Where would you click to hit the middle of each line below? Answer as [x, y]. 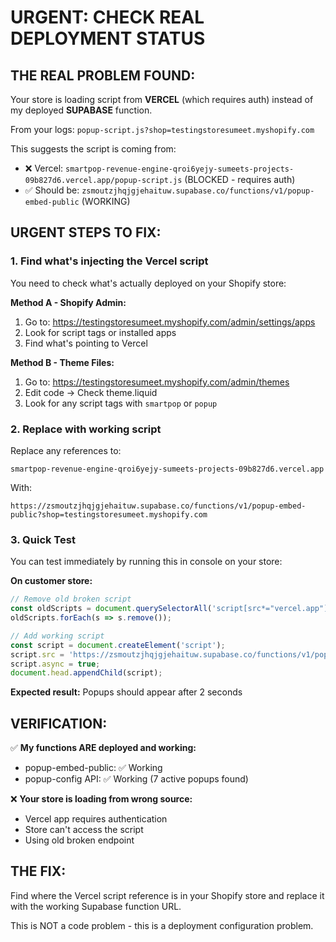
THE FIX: [38, 871]
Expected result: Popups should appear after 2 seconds [126, 692]
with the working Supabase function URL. [96, 906]
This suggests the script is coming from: [93, 149]
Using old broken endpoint [79, 840]
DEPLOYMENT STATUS [108, 38]
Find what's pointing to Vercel [86, 343]
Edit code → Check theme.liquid [91, 392]
